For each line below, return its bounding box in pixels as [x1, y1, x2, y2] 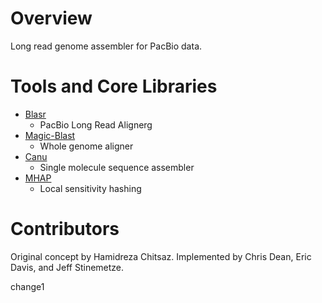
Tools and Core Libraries [10, 75, 218, 98]
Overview [10, 7, 93, 30]
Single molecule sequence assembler [39, 161, 195, 173]
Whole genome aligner [39, 140, 134, 152]
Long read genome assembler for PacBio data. [10, 40, 203, 52]
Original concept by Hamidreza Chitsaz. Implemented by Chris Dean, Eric [10, 250, 312, 262]
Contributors [10, 218, 120, 241]
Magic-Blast [24, 129, 76, 141]
